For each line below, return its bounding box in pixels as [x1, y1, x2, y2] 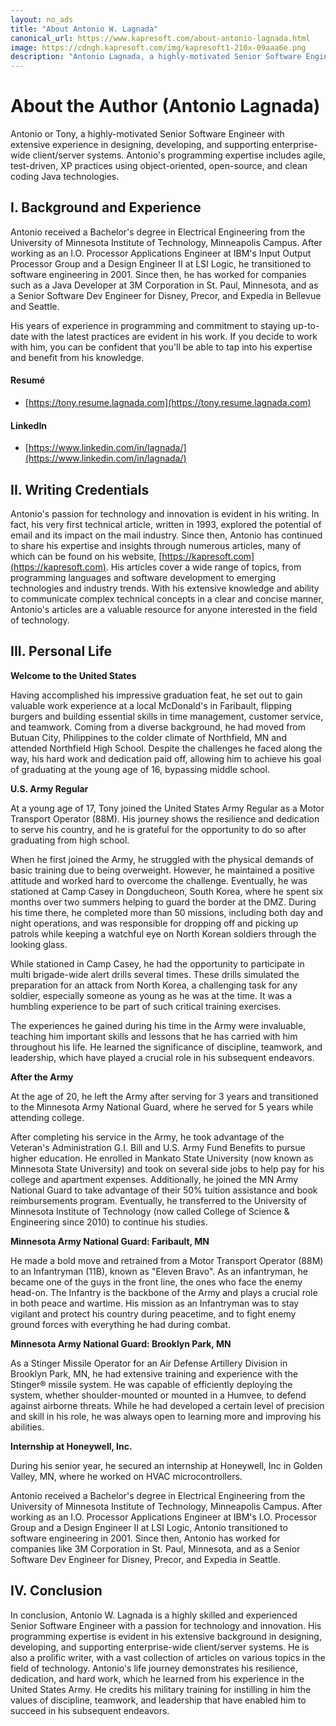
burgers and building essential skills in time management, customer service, [10, 710, 324, 722]
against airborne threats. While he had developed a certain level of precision [10, 1399, 325, 1411]
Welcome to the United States [10, 669, 137, 681]
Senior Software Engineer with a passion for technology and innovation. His [10, 1619, 322, 1631]
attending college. [10, 1111, 85, 1123]
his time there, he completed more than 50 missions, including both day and [10, 906, 324, 918]
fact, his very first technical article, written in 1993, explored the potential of [10, 519, 322, 531]
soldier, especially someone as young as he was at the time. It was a [10, 989, 292, 1001]
